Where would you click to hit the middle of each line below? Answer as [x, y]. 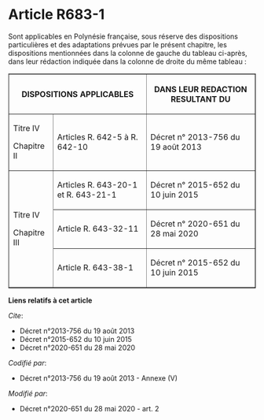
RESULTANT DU [200, 98]
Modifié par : [28, 393]
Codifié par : [27, 362]
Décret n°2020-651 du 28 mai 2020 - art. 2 [89, 408]
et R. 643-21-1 [87, 195]
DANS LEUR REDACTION [201, 89]
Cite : [16, 315]
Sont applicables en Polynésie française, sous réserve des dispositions [123, 36]
